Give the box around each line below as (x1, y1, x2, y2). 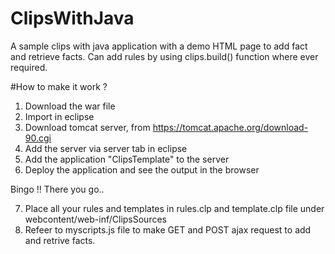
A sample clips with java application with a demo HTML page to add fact (10, 40, 308, 52)
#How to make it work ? (10, 80, 108, 92)
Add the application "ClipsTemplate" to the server (24, 153, 230, 165)
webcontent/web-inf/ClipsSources (24, 213, 167, 225)
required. (10, 61, 48, 73)
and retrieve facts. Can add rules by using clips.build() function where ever (10, 50, 319, 62)
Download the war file (24, 100, 116, 112)
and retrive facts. (24, 234, 96, 246)
